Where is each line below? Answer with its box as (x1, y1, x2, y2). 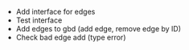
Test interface (15, 15, 63, 25)
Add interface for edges (15, 7, 96, 16)
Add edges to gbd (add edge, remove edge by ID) (15, 24, 182, 33)
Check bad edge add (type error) (15, 32, 126, 42)
